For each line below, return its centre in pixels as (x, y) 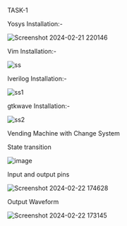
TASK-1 (18, 10)
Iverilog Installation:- (37, 78)
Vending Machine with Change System (64, 133)
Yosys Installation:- (35, 24)
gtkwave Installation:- (39, 106)
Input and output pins (38, 174)
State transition (29, 147)
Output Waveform (33, 202)
